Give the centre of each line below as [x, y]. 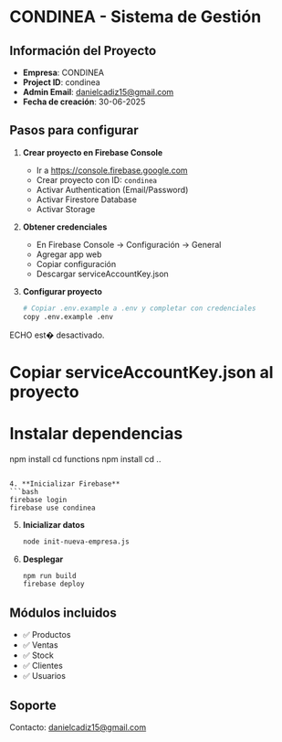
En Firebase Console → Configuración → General [129, 244]
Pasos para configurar [74, 130]
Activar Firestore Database [86, 199]
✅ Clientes [43, 666]
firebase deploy [53, 584]
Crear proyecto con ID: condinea [97, 179]
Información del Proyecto [83, 51]
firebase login [38, 500]
